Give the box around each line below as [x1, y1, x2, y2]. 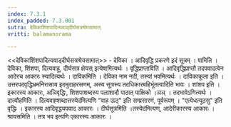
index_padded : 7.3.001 [7, 17, 75, 24]
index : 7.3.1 [7, 10, 46, 18]
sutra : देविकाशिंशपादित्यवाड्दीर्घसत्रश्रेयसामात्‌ [7, 24, 101, 31]
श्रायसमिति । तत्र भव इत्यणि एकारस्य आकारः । [7, 112, 113, 121]
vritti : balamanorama [7, 30, 72, 38]
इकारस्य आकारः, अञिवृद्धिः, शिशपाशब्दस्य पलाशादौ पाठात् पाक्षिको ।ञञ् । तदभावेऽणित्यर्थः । [7, 88, 212, 97]
